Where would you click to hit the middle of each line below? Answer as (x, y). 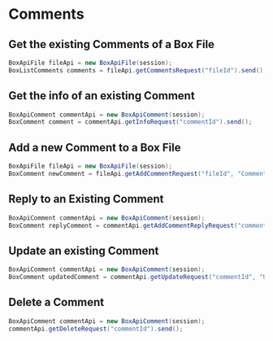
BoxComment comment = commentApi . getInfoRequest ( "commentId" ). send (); (130, 122)
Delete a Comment (56, 302)
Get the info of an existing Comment (102, 96)
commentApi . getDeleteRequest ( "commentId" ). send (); (96, 329)
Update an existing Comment (84, 250)
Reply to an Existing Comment (86, 199)
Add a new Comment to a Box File (95, 147)
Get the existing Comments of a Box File (112, 44)
